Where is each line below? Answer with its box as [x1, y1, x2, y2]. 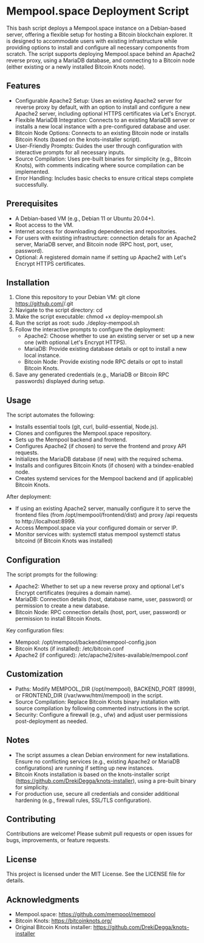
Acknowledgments [6, 894, 80, 905]
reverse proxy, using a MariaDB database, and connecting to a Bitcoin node [6, 57, 195, 64]
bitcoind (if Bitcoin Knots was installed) [15, 537, 114, 545]
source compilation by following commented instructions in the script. [15, 704, 190, 712]
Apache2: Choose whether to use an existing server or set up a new [24, 333, 195, 340]
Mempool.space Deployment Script [6, 4, 189, 18]
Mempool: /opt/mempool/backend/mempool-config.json [15, 638, 157, 646]
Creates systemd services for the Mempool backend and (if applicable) [15, 475, 194, 482]
